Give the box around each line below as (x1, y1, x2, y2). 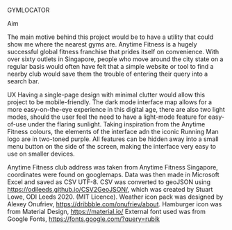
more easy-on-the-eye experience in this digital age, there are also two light (7, 106, 226, 113)
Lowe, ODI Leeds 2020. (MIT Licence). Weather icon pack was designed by (7, 192, 224, 201)
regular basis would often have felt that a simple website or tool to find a (7, 63, 214, 70)
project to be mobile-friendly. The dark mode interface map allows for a (7, 98, 213, 106)
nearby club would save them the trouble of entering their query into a (7, 69, 208, 78)
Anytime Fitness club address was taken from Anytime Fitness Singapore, (7, 163, 219, 171)
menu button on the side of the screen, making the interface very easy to (7, 142, 217, 150)
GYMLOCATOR (7, 6, 50, 14)
